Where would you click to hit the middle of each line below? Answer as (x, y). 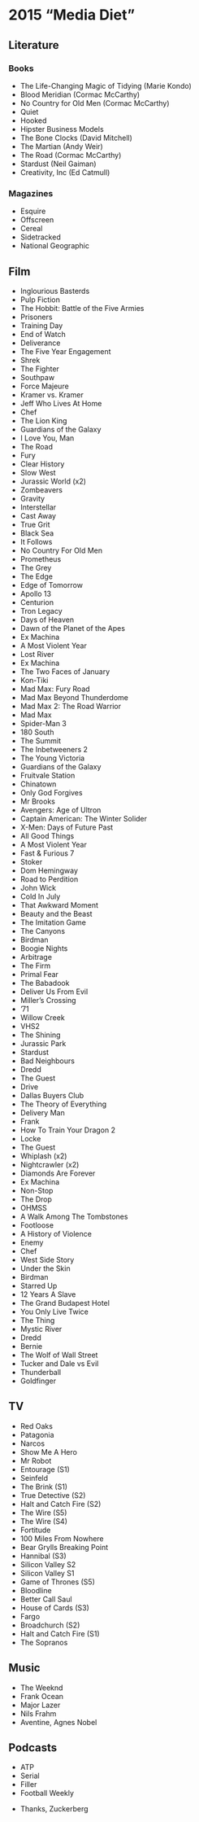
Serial (30, 1776)
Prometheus (41, 558)
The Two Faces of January (65, 671)
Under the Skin (45, 1268)
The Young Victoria (52, 758)
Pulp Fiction (40, 300)
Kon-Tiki (34, 680)
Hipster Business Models (62, 129)
